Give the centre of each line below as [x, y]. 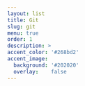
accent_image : [28, 59]
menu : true [23, 33]
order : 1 [20, 40]
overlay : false [40, 71]
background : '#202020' [46, 65]
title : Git [23, 20]
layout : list [26, 14]
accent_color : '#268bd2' [43, 53]
